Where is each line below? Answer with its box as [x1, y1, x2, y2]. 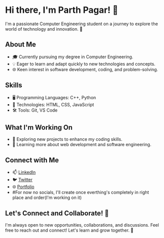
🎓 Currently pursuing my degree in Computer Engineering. [12, 54, 133, 60]
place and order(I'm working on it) [12, 195, 82, 200]
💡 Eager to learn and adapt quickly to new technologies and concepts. [12, 61, 156, 67]
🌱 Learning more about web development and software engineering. [12, 142, 152, 148]
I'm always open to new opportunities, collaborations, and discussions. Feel [5, 222, 159, 228]
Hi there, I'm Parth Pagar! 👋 [5, 4, 119, 16]
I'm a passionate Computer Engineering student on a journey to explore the [5, 21, 158, 27]
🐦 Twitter [12, 177, 33, 183]
